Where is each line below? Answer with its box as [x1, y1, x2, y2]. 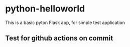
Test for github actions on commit [5, 34, 113, 42]
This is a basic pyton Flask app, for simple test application [5, 19, 125, 25]
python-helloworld [5, 3, 85, 14]
